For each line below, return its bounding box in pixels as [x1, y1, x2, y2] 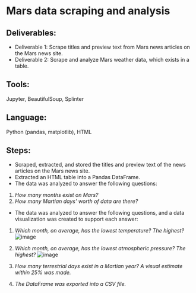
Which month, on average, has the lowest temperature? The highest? [14, 227, 185, 234]
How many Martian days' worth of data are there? [14, 198, 138, 205]
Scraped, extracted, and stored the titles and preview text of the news [14, 161, 186, 168]
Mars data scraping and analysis [6, 4, 170, 18]
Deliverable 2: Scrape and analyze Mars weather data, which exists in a [14, 56, 190, 63]
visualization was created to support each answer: [14, 215, 138, 223]
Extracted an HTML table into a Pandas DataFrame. [14, 174, 141, 181]
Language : [6, 113, 47, 123]
